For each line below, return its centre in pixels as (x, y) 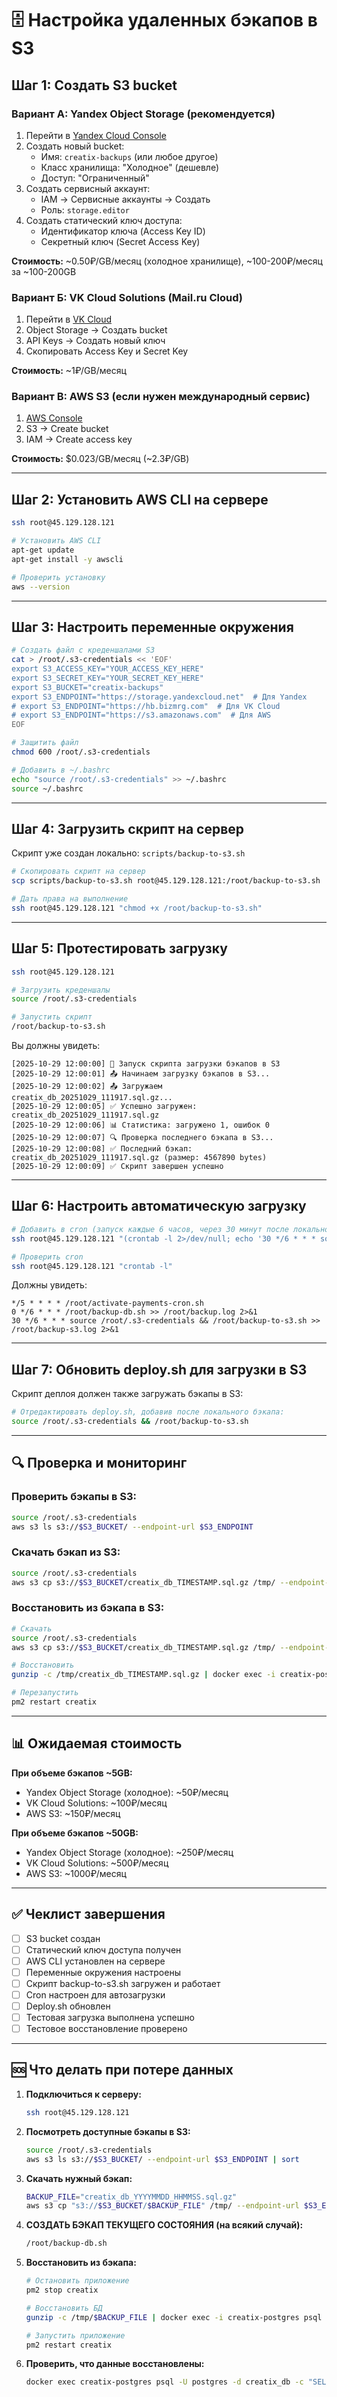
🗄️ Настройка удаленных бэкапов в (164, 20)
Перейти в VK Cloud (69, 319)
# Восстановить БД (64, 2308)
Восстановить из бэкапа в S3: (88, 1608)
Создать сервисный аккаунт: (88, 188)
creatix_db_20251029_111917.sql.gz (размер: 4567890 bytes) (139, 1158)
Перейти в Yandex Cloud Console (96, 135)
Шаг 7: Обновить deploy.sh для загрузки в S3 (159, 1369)
